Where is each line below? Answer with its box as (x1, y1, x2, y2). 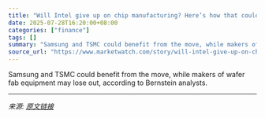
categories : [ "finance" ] (8, 26, 90, 34)
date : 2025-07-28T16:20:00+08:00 (8, 19, 118, 27)
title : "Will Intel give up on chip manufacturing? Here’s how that (8, 11, 238, 20)
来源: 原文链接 (8, 101, 54, 111)
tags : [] (8, 33, 37, 42)
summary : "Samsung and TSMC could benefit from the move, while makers (8, 41, 248, 49)
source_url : (8, 48, 47, 56)
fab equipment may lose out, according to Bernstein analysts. (8, 78, 207, 87)
